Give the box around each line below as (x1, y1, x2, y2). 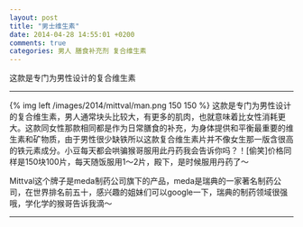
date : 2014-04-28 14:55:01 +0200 (9, 30, 135, 39)
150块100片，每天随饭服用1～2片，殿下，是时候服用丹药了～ (24, 157, 250, 168)
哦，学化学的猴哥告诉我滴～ (9, 198, 113, 209)
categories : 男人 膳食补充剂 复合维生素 (9, 47, 147, 56)
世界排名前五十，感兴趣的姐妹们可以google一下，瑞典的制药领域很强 (32, 186, 289, 198)
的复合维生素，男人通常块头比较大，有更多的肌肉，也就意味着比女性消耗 (9, 112, 278, 123)
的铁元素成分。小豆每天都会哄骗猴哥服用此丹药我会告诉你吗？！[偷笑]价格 (9, 145, 284, 156)
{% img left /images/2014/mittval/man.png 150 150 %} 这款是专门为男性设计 (9, 100, 291, 111)
